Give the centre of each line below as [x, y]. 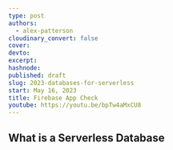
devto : [19, 53]
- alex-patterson [44, 30]
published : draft [37, 75]
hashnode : [25, 68]
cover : [19, 46]
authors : [23, 23]
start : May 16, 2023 [43, 90]
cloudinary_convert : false [53, 38]
